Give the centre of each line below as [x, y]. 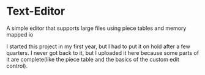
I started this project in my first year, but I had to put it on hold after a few [99, 46]
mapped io [20, 34]
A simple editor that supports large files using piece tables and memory [96, 28]
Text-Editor [36, 11]
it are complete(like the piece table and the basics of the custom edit [93, 59]
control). [17, 66]
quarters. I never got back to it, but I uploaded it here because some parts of [103, 52]
